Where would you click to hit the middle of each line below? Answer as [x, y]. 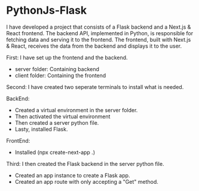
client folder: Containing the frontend [60, 75]
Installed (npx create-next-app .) [55, 152]
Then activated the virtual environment [62, 116]
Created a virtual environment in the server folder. [76, 110]
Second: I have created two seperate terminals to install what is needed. [95, 87]
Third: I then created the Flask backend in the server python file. [85, 164]
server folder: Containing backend [57, 69]
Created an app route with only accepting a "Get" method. [86, 181]
